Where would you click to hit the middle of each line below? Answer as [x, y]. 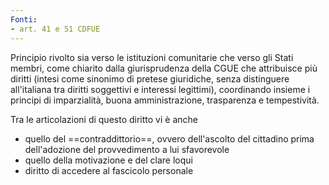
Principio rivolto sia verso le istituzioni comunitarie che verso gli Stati [152, 57]
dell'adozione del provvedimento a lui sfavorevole [127, 149]
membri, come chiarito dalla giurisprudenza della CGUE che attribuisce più [164, 68]
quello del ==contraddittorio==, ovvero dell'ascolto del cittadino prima [169, 138]
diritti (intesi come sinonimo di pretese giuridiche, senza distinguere [150, 78]
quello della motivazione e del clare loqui [108, 160]
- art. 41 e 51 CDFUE [55, 29]
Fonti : [24, 19]
